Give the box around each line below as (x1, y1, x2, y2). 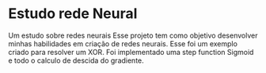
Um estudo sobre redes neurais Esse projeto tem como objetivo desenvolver (8, 31, 258, 40)
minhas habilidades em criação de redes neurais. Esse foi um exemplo (8, 38, 237, 48)
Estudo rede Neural (8, 5, 138, 23)
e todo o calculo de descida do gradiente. (8, 56, 144, 65)
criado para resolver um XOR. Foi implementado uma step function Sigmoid (8, 47, 254, 57)
